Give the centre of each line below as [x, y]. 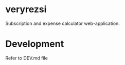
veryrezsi [26, 9]
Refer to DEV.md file [26, 58]
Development [35, 44]
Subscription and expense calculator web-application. [62, 23]
